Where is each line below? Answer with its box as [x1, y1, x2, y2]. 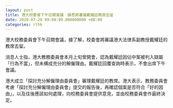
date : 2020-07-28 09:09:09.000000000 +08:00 [5, 17, 102, 22]
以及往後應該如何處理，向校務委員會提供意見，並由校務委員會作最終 [16, 91, 161, 97]
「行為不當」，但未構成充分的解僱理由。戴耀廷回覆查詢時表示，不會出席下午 [5, 60, 166, 67]
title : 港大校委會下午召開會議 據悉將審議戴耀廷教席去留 [5, 12, 114, 17]
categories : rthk [5, 22, 43, 27]
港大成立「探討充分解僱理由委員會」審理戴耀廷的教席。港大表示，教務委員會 [5, 78, 168, 84]
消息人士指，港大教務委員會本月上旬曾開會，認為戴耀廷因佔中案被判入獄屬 [5, 54, 163, 60]
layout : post [5, 7, 33, 13]
